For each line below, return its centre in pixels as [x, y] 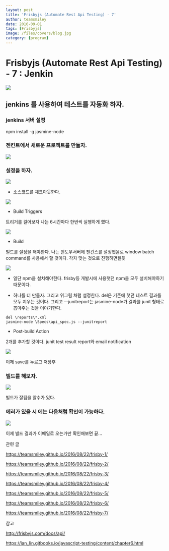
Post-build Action [31, 332]
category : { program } [27, 38]
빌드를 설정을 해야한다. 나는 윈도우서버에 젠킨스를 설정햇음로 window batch [80, 252]
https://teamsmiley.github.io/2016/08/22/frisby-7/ [57, 513]
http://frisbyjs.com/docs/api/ [35, 533]
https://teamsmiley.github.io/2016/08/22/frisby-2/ [57, 464]
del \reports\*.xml [26, 318]
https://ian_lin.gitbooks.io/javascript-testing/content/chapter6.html [75, 543]
